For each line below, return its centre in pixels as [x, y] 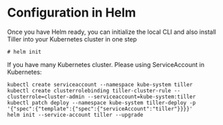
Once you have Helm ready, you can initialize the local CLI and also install [111, 32]
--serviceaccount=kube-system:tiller [142, 97]
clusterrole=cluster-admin [46, 97]
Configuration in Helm [72, 13]
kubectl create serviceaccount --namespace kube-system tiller [100, 84]
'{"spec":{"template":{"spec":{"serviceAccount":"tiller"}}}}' [100, 108]
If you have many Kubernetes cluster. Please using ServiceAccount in [106, 64]
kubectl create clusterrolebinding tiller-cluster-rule [89, 90]
